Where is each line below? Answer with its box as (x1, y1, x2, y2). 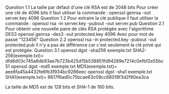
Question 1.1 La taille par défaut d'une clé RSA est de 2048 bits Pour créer (5, 5, 159, 10)
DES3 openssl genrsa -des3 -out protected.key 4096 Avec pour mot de (5, 31, 154, 37)
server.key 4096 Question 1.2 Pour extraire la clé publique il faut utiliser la (5, 15, 158, 21)
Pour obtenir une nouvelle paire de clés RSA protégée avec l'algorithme (5, 26, 154, 32)
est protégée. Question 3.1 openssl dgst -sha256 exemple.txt (5, 48, 132, 53)
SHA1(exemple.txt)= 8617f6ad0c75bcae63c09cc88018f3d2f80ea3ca (5, 74, 149, 80)
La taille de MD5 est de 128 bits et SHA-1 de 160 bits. (5, 84, 115, 90)
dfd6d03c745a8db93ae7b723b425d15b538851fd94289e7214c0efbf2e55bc (5, 58, 164, 64)
